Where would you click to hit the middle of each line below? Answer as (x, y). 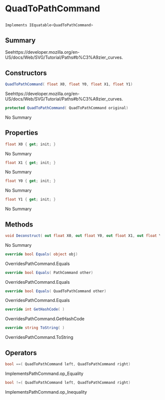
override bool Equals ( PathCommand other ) (49, 272)
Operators (21, 353)
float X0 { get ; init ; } (30, 144)
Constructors (26, 73)
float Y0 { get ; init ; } (30, 181)
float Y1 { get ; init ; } (30, 200)
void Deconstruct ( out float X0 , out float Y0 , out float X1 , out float (81, 235)
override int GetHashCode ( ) (35, 309)
